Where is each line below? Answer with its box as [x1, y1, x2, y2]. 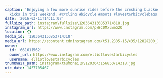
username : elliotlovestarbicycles [9, 57, 79, 62]
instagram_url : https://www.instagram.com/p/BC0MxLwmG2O [5, 25, 123, 30]
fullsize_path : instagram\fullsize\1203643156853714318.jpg [5, 20, 130, 26]
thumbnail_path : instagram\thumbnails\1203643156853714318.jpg [5, 61, 136, 66]
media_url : [5, 39, 27, 44]
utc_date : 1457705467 [5, 66, 49, 71]
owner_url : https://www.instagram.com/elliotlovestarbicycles [9, 52, 138, 57]
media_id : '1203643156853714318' [5, 34, 73, 39]
